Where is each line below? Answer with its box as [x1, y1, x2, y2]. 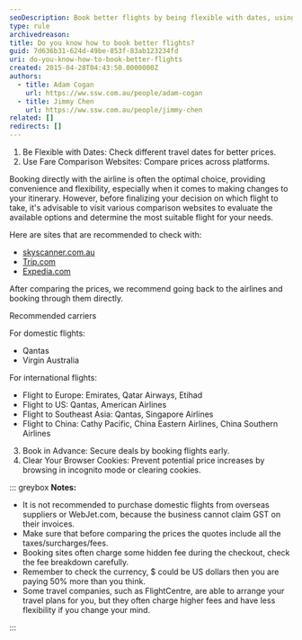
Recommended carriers [9, 311, 97, 320]
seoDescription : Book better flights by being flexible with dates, [9, 13, 271, 23]
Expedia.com [22, 266, 72, 276]
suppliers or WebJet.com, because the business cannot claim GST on [22, 509, 281, 519]
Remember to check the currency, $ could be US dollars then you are [22, 566, 280, 577]
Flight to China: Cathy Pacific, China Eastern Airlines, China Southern [22, 419, 279, 428]
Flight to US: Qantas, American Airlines [22, 400, 167, 410]
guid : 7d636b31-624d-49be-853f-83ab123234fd [9, 47, 179, 56]
